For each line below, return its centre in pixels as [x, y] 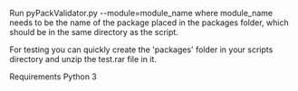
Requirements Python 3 [53, 77]
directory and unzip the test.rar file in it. [83, 59]
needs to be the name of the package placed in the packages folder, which [149, 23]
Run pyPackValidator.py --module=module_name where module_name [141, 13]
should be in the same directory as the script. [94, 32]
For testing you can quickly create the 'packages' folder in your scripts [141, 50]
